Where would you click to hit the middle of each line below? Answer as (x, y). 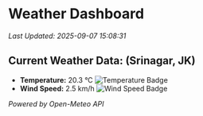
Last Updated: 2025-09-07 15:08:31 (67, 36)
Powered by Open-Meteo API (57, 103)
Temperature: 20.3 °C (56, 79)
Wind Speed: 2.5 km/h (57, 88)
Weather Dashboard (76, 14)
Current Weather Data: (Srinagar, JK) (102, 61)
